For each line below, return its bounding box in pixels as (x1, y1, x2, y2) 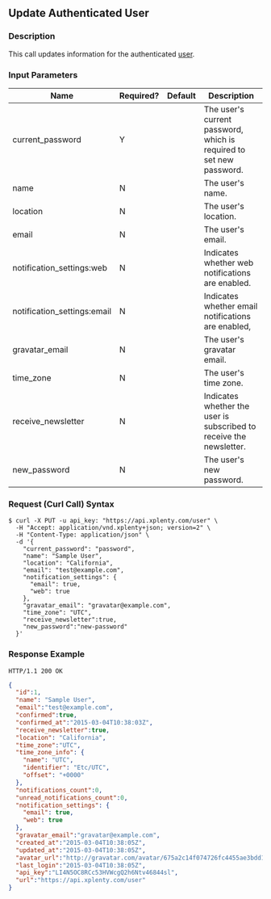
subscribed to (203, 420, 256, 431)
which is (203, 133, 236, 145)
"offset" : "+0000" (23, 771, 85, 779)
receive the (203, 431, 247, 442)
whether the (203, 400, 250, 411)
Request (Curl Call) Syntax (8, 498, 115, 510)
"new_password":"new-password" (23, 623, 128, 631)
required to (203, 144, 246, 155)
